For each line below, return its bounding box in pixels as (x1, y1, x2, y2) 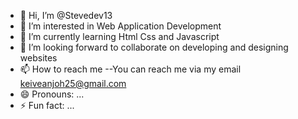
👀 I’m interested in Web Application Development (19, 20, 222, 32)
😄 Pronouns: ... (19, 88, 85, 100)
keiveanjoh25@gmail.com (19, 78, 127, 89)
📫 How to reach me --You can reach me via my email (19, 63, 242, 75)
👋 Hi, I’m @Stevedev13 (19, 10, 113, 21)
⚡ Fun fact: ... (19, 100, 75, 111)
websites (19, 52, 58, 64)
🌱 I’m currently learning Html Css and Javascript (19, 31, 220, 42)
